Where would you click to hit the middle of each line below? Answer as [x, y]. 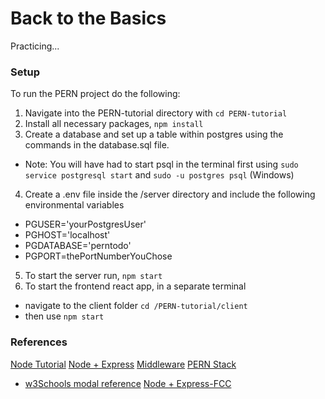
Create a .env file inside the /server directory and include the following [170, 194]
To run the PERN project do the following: [95, 94]
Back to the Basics [88, 18]
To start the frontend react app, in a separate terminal [135, 286]
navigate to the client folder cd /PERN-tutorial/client [136, 306]
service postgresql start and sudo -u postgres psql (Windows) [159, 175]
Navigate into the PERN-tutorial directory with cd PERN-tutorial [156, 113]
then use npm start [64, 316]
